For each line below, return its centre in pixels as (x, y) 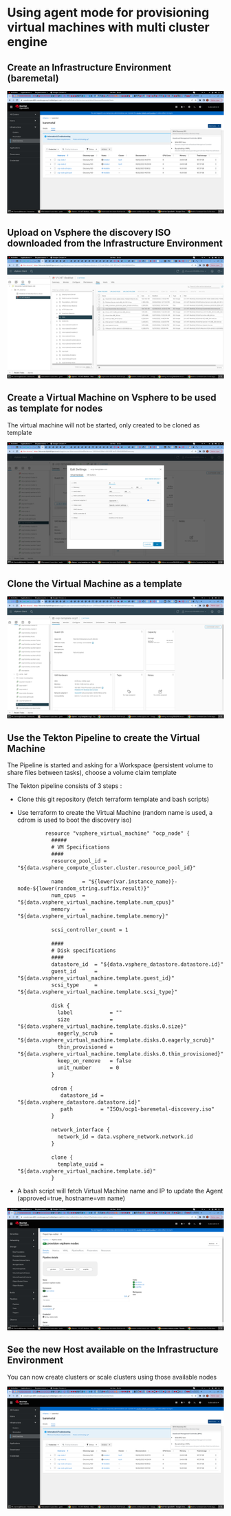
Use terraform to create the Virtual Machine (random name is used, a (115, 813)
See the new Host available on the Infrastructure (113, 1350)
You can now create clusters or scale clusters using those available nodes (112, 1377)
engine (27, 42)
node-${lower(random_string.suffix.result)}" (83, 889)
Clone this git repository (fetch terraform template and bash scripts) (113, 799)
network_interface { (80, 1130)
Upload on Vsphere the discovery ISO (89, 232)
